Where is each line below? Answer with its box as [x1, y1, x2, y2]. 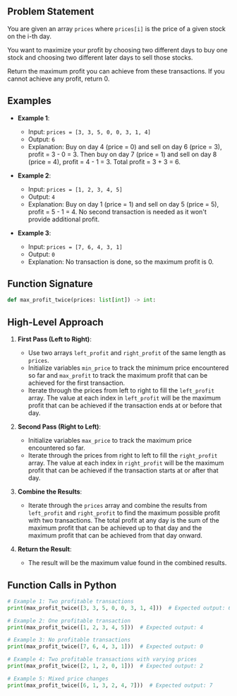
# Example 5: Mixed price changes [7, 675, 109, 682]
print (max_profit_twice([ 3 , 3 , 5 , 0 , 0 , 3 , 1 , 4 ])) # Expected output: [7, 604, 226, 611]
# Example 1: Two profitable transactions [7, 598, 134, 605]
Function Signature [7, 278, 93, 290]
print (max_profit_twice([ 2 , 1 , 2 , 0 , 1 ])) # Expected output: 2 [7, 663, 203, 670]
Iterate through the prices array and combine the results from [28, 501, 207, 510]
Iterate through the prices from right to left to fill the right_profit [28, 451, 218, 460]
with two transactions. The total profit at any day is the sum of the [28, 516, 220, 525]
